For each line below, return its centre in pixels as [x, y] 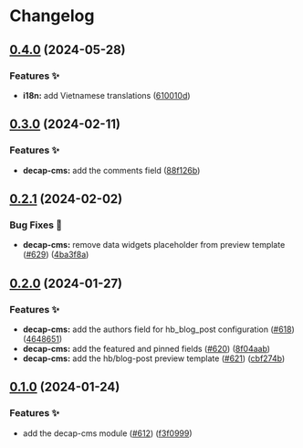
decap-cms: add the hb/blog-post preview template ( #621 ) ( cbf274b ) [154, 358]
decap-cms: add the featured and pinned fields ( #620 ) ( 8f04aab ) [146, 348]
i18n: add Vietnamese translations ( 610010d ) [106, 95]
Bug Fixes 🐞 [36, 225]
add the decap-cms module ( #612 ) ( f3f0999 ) [108, 433]
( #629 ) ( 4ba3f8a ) [56, 255]
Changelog [52, 16]
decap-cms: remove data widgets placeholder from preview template [154, 245]
